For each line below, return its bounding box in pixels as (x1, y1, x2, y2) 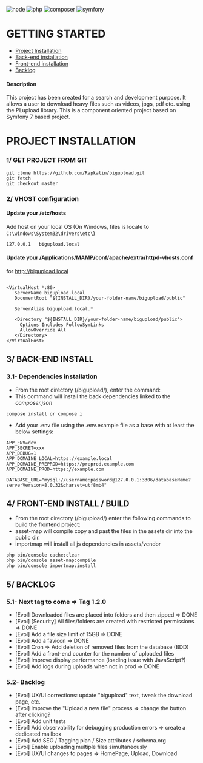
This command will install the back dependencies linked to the (15, 392, 171, 400)
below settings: (15, 428, 53, 435)
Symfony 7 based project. (6, 113, 71, 121)
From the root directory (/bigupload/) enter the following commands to (15, 515, 191, 522)
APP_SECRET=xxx (6, 445, 45, 451)
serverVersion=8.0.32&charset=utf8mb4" (6, 482, 107, 488)
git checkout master (6, 180, 59, 186)
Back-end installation (15, 53, 68, 61)
